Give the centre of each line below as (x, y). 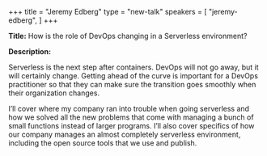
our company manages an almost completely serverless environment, (125, 134)
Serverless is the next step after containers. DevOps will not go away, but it (133, 67)
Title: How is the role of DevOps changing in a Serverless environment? (128, 36)
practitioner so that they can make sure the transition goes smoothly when (132, 84)
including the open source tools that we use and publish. (103, 143)
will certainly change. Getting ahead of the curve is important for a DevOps (133, 76)
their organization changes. (54, 93)
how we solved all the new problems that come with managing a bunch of (131, 117)
